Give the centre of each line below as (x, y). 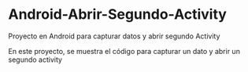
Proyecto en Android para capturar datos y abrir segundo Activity (114, 36)
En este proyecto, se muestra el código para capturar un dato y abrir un (124, 51)
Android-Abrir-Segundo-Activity (117, 14)
